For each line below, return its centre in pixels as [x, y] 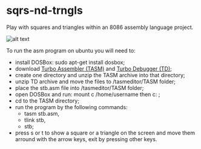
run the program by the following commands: [71, 107]
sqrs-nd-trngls [44, 11]
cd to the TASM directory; [47, 101]
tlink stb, [35, 120]
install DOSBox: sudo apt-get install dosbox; [70, 62]
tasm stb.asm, [41, 113]
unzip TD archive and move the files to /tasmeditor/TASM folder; [95, 81]
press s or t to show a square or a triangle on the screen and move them [105, 133]
